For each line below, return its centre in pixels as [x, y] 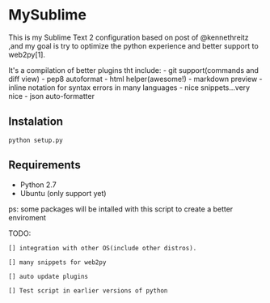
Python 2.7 [38, 185]
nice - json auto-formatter [52, 96]
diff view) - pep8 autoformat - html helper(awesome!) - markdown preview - [135, 79]
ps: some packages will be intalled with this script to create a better [121, 209]
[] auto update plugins [49, 276]
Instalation [36, 122]
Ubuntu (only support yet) [63, 193]
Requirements [44, 165]
